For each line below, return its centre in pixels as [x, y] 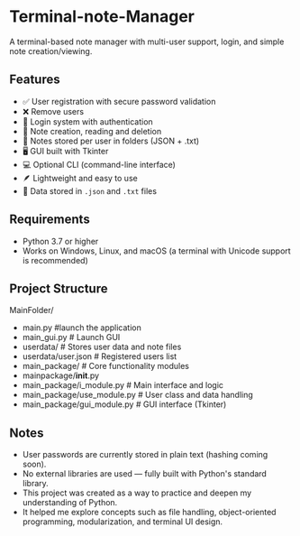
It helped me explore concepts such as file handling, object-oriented [149, 513]
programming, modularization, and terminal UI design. [123, 522]
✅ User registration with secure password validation [119, 101]
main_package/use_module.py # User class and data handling [138, 395]
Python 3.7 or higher [60, 241]
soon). [34, 464]
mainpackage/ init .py [61, 375]
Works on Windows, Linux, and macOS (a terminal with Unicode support [156, 251]
